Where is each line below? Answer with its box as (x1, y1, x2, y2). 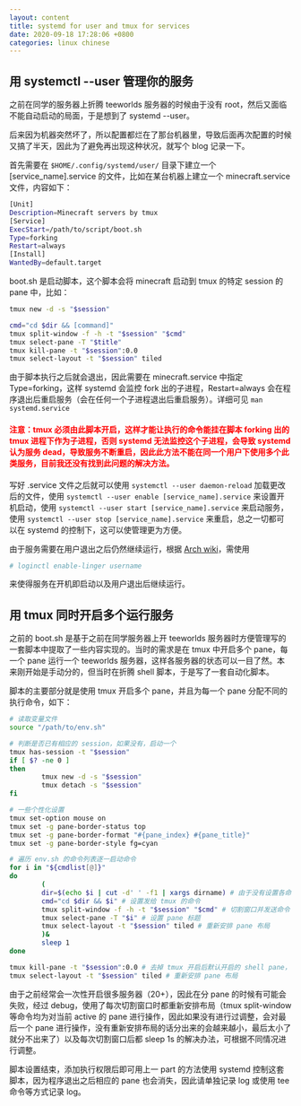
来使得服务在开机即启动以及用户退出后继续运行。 (9, 579, 190, 589)
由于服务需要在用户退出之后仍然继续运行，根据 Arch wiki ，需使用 (9, 544, 250, 554)
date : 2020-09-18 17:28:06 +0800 (9, 30, 134, 39)
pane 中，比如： (9, 287, 70, 298)
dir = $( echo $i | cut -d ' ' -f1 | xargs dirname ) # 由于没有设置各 (41, 888, 285, 897)
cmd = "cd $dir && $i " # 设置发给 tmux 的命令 (41, 896, 202, 906)
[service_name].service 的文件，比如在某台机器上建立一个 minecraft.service (9, 171, 291, 182)
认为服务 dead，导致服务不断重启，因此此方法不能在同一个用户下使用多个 (9, 446, 282, 457)
